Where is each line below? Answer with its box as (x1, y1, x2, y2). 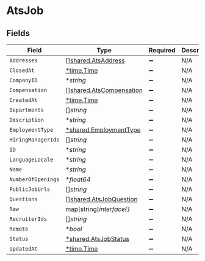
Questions (9, 196, 38, 202)
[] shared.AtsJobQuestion (65, 195, 138, 203)
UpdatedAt (9, 245, 38, 252)
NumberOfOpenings (9, 176, 60, 183)
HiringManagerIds (9, 137, 60, 143)
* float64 (65, 175, 91, 184)
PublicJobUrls (9, 186, 51, 193)
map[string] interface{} (65, 205, 130, 213)
